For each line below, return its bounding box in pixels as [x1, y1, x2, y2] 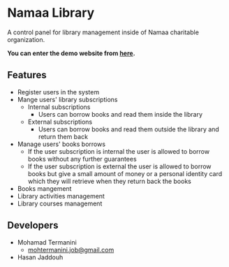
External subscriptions [27, 117, 93, 126]
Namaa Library [7, 5, 95, 21]
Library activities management [17, 192, 105, 200]
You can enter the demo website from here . [7, 49, 135, 57]
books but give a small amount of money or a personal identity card [27, 169, 223, 178]
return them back [38, 132, 89, 140]
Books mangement [17, 184, 72, 193]
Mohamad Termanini [17, 238, 77, 246]
